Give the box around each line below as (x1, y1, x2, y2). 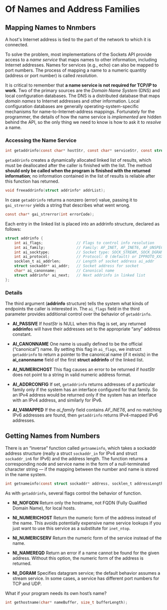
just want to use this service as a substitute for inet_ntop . (12, 525, 131, 531)
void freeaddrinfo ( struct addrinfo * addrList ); (5, 188, 106, 193)
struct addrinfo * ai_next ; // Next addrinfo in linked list (14, 273, 146, 278)
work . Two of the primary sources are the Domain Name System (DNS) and (5, 88, 160, 93)
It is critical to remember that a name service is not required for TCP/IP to (5, 82, 158, 88)
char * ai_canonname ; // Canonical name (14, 268, 114, 273)
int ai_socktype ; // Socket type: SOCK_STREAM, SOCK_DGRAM (14, 250, 164, 255)
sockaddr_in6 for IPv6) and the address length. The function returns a (5, 455, 148, 461)
